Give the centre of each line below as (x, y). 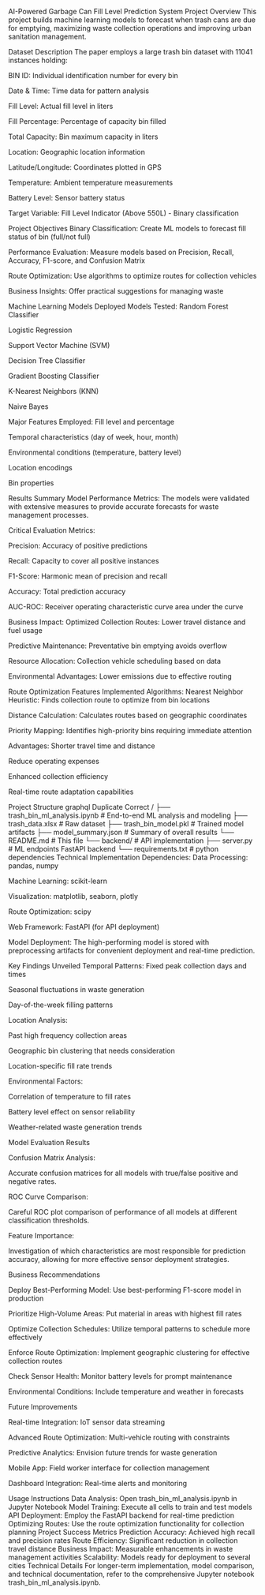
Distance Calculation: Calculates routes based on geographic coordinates (128, 715)
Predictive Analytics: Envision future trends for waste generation (113, 1453)
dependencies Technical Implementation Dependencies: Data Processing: (128, 857)
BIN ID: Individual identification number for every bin (93, 75)
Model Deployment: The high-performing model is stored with (109, 942)
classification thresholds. (49, 1220)
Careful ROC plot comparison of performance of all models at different (123, 1212)
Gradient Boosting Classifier (54, 376)
